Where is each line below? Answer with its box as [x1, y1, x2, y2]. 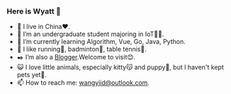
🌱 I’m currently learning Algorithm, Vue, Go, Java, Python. [16, 37, 186, 46]
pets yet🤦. [16, 71, 47, 79]
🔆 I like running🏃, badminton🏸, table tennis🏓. [16, 45, 147, 54]
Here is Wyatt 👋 [6, 6, 61, 16]
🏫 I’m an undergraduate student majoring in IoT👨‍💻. [16, 30, 164, 38]
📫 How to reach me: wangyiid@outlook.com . [16, 78, 150, 87]
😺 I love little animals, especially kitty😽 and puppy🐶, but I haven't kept [16, 63, 224, 71]
